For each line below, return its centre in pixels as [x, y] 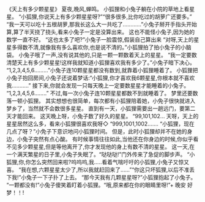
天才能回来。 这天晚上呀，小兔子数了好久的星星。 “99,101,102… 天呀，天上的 [102, 116]
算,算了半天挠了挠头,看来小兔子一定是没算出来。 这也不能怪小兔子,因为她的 [101, 32]
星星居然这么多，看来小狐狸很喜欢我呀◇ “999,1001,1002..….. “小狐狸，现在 [100, 124]
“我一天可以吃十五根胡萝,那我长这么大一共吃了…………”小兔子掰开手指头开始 [102, 24]
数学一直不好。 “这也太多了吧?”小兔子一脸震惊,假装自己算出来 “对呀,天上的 [100, 39]
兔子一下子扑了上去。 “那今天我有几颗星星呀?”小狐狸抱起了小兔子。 [111, 177]
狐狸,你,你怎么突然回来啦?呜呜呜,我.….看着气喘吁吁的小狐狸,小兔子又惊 [95, 162]
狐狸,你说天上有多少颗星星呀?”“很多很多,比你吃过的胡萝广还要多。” [109, 17]
